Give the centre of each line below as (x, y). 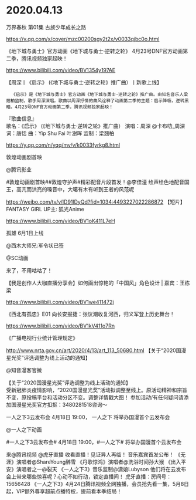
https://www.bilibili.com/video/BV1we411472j (60, 302)
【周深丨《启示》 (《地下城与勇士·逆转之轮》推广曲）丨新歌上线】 (84, 82)
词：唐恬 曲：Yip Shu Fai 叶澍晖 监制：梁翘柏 (60, 133)
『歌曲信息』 (21, 119)
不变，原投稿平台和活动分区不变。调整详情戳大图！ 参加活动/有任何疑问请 (95, 397)
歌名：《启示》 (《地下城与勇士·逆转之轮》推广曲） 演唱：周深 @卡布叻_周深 (96, 126)
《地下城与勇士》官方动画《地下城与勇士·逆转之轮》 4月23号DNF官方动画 (94, 51)
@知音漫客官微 (24, 370)
